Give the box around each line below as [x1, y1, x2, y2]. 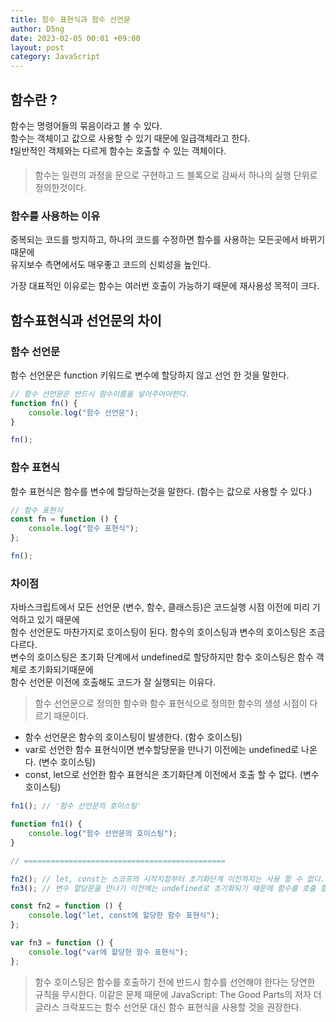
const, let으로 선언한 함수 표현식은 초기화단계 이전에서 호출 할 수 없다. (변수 [24, 769, 320, 781]
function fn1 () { [10, 819, 83, 830]
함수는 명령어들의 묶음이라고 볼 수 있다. [10, 119, 163, 131]
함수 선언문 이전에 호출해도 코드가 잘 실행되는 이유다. [10, 676, 216, 688]
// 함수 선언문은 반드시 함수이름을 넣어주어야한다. [10, 389, 190, 399]
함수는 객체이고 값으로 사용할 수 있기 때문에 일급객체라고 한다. [10, 132, 251, 144]
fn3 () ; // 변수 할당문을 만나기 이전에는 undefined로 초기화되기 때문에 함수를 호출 [10, 883, 317, 893]
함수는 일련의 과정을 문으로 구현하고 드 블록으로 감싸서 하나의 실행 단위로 [34, 169, 318, 181]
